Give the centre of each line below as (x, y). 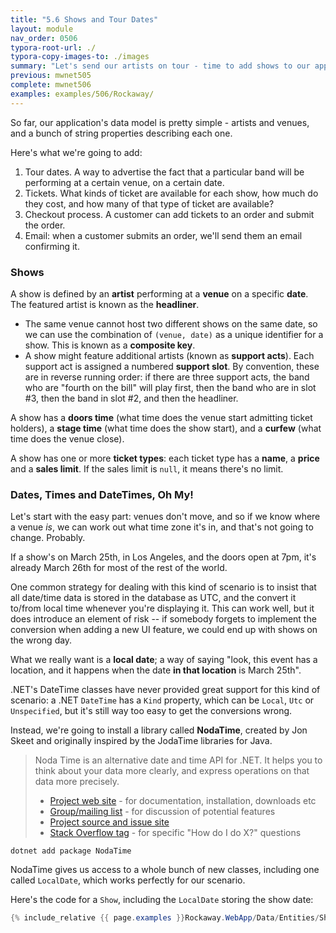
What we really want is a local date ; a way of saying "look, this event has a (164, 660)
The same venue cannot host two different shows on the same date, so (171, 323)
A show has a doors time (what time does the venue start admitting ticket (161, 417)
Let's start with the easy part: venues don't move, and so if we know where (165, 517)
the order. (45, 225)
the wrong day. (41, 640)
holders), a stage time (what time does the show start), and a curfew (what (166, 428)
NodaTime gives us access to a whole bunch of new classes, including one (165, 870)
